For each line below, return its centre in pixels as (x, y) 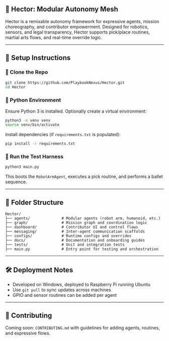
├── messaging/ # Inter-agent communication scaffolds (75, 232)
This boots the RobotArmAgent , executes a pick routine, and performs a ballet (84, 177)
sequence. (16, 182)
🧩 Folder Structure (34, 202)
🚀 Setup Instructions (38, 58)
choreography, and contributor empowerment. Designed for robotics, (77, 27)
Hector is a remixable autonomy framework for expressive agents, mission (82, 21)
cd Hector (16, 87)
